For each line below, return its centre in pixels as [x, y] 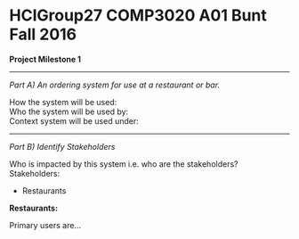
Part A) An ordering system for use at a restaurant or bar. [115, 85]
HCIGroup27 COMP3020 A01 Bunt [138, 16]
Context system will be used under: [74, 120]
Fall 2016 [43, 34]
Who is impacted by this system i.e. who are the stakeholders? [124, 164]
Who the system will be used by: [69, 111]
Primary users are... [45, 225]
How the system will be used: [63, 102]
